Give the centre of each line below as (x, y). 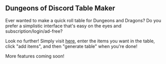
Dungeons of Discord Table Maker (60, 8)
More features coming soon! (35, 56)
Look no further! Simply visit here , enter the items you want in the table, (80, 41)
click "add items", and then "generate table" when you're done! (71, 46)
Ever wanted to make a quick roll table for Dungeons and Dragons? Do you (83, 20)
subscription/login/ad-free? (34, 31)
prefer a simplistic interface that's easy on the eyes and (63, 26)
